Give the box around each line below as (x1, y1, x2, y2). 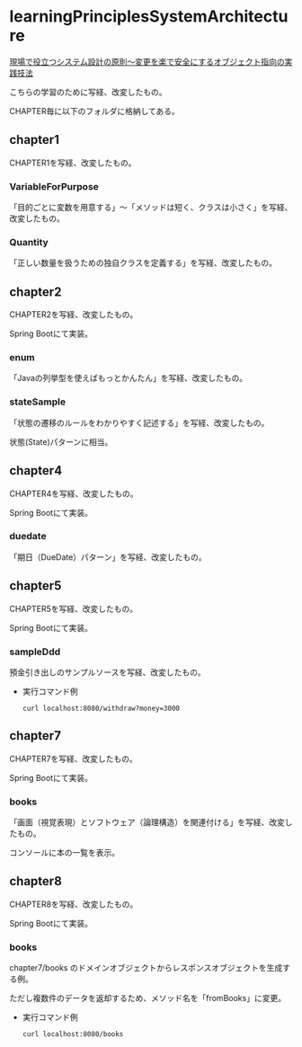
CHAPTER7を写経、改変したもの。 (9, 753, 138, 764)
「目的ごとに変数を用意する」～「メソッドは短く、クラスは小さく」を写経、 (9, 202, 293, 213)
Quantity (9, 235, 49, 248)
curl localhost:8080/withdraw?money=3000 (22, 704, 180, 713)
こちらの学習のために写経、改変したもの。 (9, 86, 167, 97)
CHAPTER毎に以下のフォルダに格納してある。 (9, 105, 180, 116)
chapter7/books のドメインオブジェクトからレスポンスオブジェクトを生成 (9, 963, 283, 973)
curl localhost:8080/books (22, 1030, 124, 1039)
